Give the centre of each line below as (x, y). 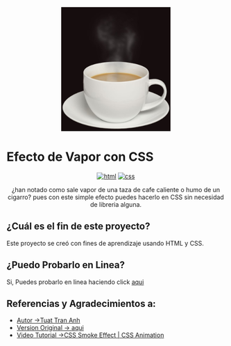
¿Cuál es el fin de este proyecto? (78, 227)
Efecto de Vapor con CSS (80, 157)
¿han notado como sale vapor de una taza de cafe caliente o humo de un (116, 189)
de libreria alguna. (116, 204)
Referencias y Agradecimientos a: (82, 303)
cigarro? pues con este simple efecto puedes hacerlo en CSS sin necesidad (116, 197)
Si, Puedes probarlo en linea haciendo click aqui (75, 282)
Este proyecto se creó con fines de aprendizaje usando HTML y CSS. (105, 243)
